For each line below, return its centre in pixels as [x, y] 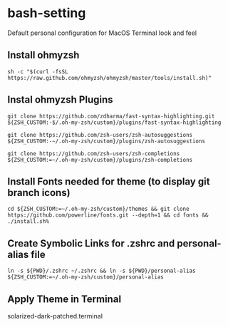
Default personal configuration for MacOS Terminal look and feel [102, 33]
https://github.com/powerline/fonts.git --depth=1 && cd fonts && [108, 215]
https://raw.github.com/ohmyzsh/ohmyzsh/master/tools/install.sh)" [110, 78]
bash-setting [47, 13]
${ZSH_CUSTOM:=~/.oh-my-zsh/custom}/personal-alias [85, 277]
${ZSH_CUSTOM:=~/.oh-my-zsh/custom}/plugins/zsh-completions [100, 160]
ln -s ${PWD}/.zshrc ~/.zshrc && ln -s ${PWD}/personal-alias [102, 271]
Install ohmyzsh [43, 55]
